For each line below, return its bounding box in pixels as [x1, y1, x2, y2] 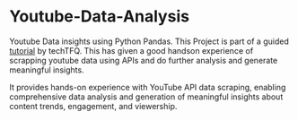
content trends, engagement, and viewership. [9, 100, 178, 111]
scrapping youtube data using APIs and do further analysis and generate [9, 55, 278, 65]
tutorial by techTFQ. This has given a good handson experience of [9, 45, 254, 56]
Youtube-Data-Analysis [9, 6, 190, 27]
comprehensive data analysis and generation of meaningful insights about [9, 91, 284, 102]
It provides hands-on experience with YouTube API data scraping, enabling [9, 81, 286, 92]
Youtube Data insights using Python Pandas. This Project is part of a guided [9, 36, 289, 47]
